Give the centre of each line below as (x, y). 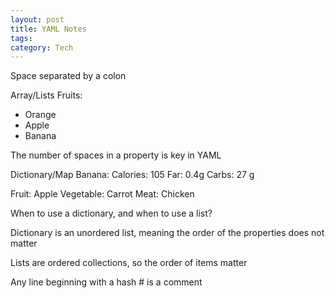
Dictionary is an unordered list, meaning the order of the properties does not (167, 233)
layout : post (37, 19)
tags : (21, 38)
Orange (40, 115)
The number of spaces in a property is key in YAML (116, 155)
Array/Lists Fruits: (46, 95)
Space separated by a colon (68, 76)
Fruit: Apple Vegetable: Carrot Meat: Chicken (102, 194)
